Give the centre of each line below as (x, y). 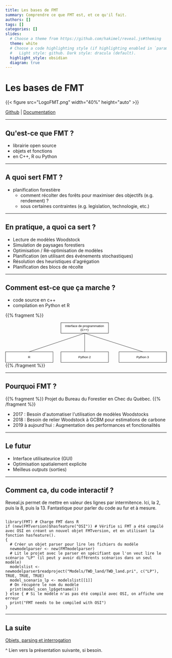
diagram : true (25, 63)
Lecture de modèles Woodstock (46, 239)
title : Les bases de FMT (32, 10)
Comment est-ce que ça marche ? (60, 288)
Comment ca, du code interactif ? (60, 490)
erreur (12, 598)
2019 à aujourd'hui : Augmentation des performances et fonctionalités (86, 425)
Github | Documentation (30, 112)
